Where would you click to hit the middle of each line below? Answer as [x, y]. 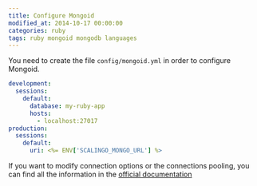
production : [28, 129]
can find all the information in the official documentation [100, 174]
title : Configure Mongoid [51, 16]
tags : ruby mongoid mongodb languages [73, 38]
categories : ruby [37, 30]
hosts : [40, 113]
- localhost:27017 [67, 121]
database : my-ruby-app [67, 106]
